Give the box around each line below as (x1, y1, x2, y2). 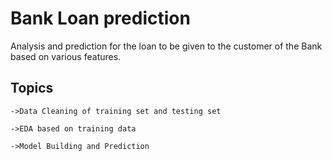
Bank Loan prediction (10, 7, 191, 30)
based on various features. (10, 50, 122, 62)
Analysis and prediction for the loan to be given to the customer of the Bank (10, 40, 323, 52)
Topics (10, 80, 54, 97)
